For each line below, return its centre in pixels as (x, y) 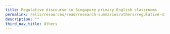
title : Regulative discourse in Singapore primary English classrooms (81, 10)
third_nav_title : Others (31, 24)
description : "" (22, 19)
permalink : (17, 14)
